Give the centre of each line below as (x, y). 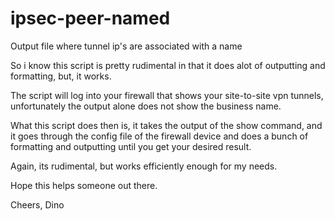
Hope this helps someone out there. (84, 185)
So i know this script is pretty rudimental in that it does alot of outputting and (168, 65)
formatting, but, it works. (61, 76)
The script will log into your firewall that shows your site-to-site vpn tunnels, (167, 95)
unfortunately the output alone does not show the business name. (146, 106)
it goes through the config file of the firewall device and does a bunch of (159, 136)
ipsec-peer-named (90, 18)
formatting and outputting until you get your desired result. (131, 146)
